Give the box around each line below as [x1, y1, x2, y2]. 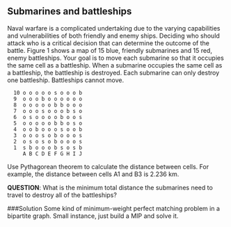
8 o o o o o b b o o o [13, 101, 82, 109]
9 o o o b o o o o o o [13, 95, 82, 102]
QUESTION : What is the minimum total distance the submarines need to [7, 183, 214, 191]
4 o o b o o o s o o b [13, 125, 82, 133]
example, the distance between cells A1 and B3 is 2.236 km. [7, 170, 180, 178]
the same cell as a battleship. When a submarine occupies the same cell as [7, 61, 223, 69]
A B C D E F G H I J [22, 150, 82, 157]
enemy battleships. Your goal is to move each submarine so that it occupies [7, 54, 224, 62]
